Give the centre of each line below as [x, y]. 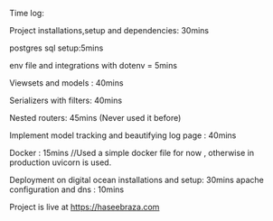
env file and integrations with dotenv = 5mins [94, 65]
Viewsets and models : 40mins [66, 83]
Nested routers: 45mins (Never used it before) [95, 118]
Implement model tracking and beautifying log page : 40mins [123, 135]
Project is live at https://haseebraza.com [85, 207]
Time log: [27, 13]
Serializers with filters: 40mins [66, 100]
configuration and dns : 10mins [67, 189]
